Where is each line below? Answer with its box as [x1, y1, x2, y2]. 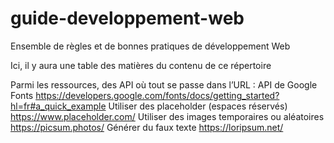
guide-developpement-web [10, 7, 245, 30]
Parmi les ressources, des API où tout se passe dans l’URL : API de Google [10, 78, 318, 91]
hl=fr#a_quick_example [10, 100, 107, 112]
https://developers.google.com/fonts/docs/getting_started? [35, 89, 280, 101]
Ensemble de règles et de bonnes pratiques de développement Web [10, 40, 291, 52]
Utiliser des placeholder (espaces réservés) [108, 100, 288, 112]
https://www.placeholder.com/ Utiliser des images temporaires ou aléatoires [10, 110, 325, 122]
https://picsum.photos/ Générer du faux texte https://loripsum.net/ [10, 121, 284, 133]
